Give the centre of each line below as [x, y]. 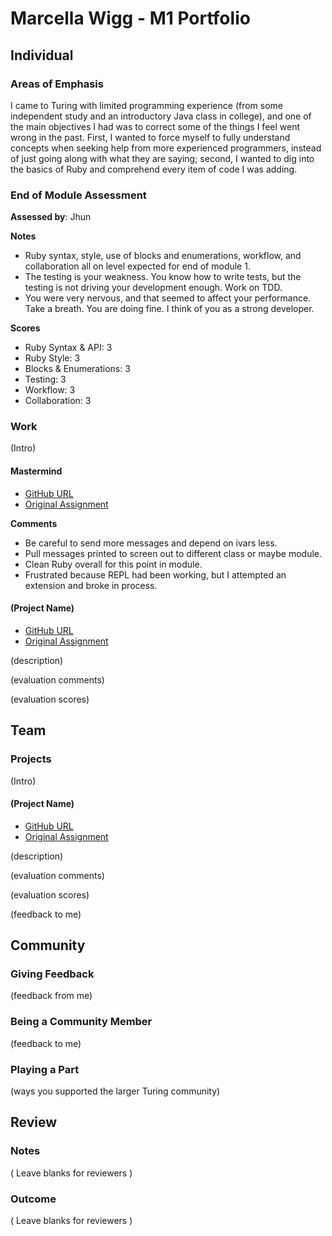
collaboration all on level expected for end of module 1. [137, 266]
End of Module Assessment [78, 195]
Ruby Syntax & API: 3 [68, 348]
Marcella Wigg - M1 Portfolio [130, 18]
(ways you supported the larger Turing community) [115, 1091]
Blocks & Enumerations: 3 [77, 369]
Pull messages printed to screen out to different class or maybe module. [173, 553]
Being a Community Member [81, 1022]
